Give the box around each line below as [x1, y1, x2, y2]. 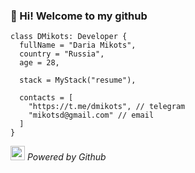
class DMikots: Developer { [10, 32, 128, 42]
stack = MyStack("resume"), [19, 75, 137, 86]
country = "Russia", [19, 49, 105, 59]
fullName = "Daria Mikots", [19, 40, 137, 51]
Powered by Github [26, 151, 107, 163]
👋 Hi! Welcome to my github [10, 9, 148, 23]
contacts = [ [19, 93, 74, 103]
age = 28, [19, 58, 60, 68]
